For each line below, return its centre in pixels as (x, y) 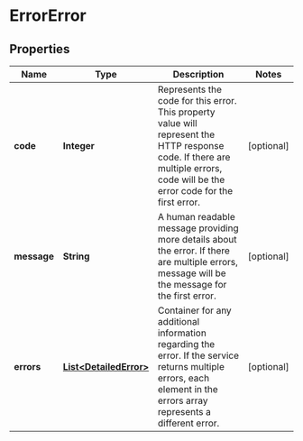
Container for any (194, 310)
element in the (188, 389)
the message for (192, 285)
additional (179, 322)
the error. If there (193, 251)
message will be (192, 273)
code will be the (191, 179)
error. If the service (198, 355)
